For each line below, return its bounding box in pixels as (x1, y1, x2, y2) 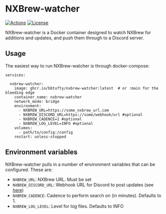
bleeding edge (5, 90, 35, 95)
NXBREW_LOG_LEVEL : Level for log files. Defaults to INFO (12, 203, 124, 209)
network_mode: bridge (14, 99, 59, 104)
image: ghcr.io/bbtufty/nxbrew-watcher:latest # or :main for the (14, 86, 158, 91)
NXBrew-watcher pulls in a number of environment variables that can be (5, 161, 155, 167)
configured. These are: (5, 167, 53, 173)
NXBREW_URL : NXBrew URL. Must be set (12, 176, 92, 182)
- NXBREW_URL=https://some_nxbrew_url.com (18, 108, 109, 113)
